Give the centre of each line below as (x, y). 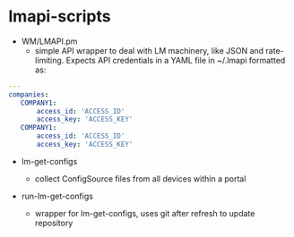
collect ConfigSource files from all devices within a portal (140, 178)
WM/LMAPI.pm (49, 41)
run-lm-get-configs (57, 196)
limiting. (49, 60)
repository (54, 223)
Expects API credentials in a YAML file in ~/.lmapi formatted (176, 60)
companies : (29, 94)
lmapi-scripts (60, 17)
